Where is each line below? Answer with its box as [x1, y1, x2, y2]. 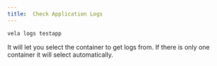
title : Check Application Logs [7, 10, 103, 18]
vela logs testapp [7, 30, 62, 37]
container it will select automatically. [7, 50, 113, 59]
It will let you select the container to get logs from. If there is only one [7, 43, 211, 51]
